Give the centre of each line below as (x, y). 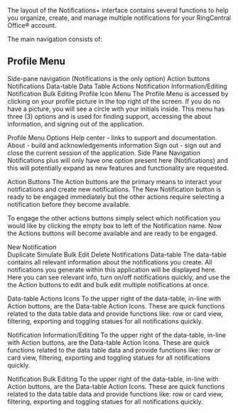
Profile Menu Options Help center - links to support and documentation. (112, 137)
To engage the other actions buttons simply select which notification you (114, 218)
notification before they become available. (69, 204)
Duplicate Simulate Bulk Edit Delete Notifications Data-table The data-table (117, 254)
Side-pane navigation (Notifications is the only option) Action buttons (109, 78)
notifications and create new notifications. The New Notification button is (114, 189)
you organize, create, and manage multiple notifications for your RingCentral (119, 18)
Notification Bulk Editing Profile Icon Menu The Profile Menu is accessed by (118, 93)
